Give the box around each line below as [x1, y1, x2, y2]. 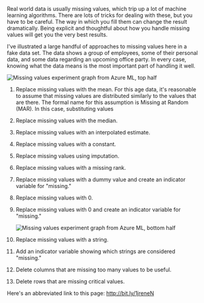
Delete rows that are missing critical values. [15, 278, 125, 285]
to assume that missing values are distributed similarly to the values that [15, 92, 197, 99]
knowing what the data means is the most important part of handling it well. [7, 62, 196, 69]
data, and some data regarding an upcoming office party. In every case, [7, 56, 187, 63]
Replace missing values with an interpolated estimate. [15, 129, 151, 136]
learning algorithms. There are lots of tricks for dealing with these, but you [7, 12, 193, 19]
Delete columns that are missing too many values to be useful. [15, 266, 172, 273]
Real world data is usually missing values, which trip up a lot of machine [7, 5, 187, 12]
